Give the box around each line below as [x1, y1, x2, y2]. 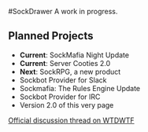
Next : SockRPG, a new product [19, 67, 121, 76]
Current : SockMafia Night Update [19, 50, 130, 60]
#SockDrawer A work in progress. [8, 7, 118, 16]
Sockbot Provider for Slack [19, 75, 107, 85]
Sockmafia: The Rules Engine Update [19, 83, 141, 93]
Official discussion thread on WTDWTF [8, 115, 135, 125]
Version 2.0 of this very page [19, 100, 114, 109]
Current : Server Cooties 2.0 [19, 58, 111, 68]
